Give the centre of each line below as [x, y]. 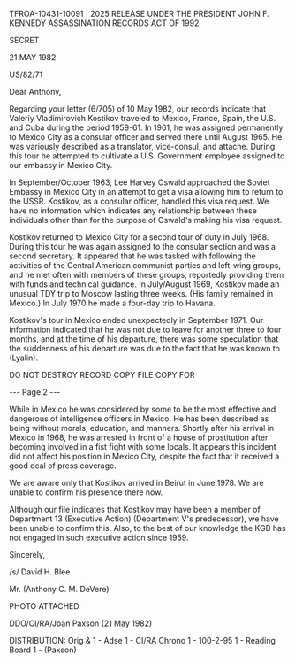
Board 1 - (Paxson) [43, 650]
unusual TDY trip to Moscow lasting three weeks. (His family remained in [141, 293]
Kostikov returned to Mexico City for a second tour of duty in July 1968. [139, 237]
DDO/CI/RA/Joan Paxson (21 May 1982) [81, 623]
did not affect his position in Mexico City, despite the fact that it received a [144, 456]
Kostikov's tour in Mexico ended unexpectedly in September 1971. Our [136, 320]
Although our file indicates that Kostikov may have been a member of [135, 509]
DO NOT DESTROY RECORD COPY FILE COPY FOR [102, 375]
